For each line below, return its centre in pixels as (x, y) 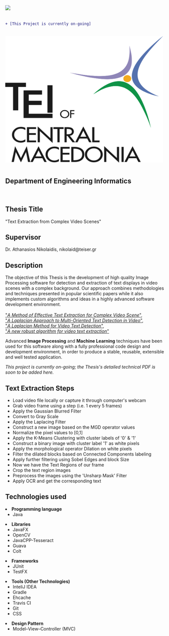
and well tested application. (34, 357)
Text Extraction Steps (40, 388)
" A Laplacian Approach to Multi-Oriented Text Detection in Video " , (74, 321)
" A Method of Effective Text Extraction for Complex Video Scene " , (74, 315)
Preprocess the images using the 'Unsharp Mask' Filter (70, 475)
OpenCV (21, 535)
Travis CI (22, 603)
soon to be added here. (30, 372)
